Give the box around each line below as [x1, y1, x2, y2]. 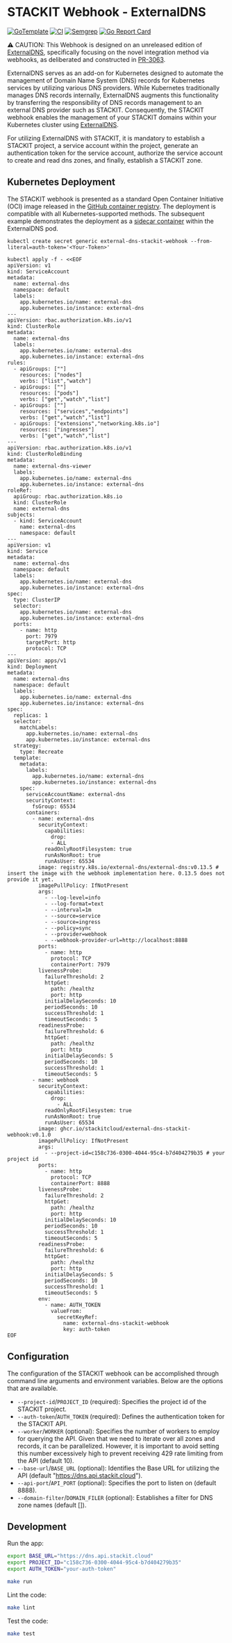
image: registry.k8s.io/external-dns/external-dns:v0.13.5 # [38, 864, 219, 870]
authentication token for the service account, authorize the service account [7, 149, 224, 157]
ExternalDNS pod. [7, 224, 59, 233]
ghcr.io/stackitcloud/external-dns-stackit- [60, 1125, 191, 1132]
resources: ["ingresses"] [19, 426, 95, 433]
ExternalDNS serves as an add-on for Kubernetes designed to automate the [7, 69, 224, 77]
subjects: [7, 511, 36, 518]
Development [7, 1521, 67, 1533]
